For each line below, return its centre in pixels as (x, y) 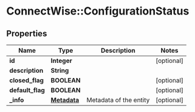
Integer (61, 61)
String (60, 71)
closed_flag (27, 80)
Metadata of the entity (118, 100)
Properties (27, 34)
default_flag (27, 90)
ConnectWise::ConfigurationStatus (98, 11)
